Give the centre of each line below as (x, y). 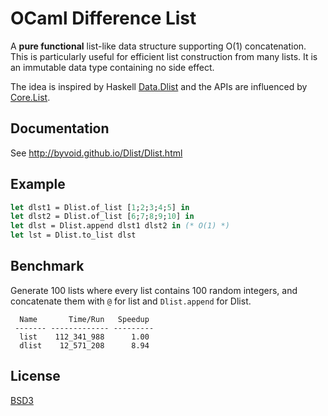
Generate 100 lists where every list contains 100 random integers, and (154, 290)
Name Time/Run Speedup (84, 319)
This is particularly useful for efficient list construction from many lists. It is (164, 56)
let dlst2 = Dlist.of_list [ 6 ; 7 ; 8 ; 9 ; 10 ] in (102, 217)
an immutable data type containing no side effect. (112, 67)
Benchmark (47, 266)
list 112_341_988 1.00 (84, 337)
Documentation (60, 128)
